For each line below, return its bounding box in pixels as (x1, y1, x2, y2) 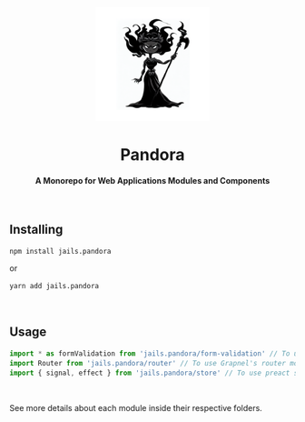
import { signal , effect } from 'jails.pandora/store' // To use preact (9, 368, 290, 377)
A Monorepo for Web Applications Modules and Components (34, 175, 271, 186)
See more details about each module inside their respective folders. (9, 402, 263, 413)
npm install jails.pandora (9, 247, 112, 256)
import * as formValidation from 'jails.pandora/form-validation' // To (9, 349, 290, 358)
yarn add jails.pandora (9, 282, 100, 291)
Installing (9, 221, 64, 237)
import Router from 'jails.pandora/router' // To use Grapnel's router (9, 358, 286, 367)
